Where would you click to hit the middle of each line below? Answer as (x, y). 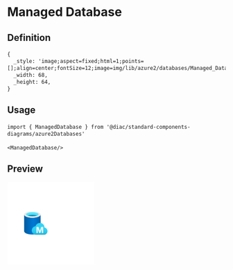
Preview (25, 169)
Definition (29, 38)
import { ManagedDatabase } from (55, 127)
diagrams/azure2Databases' (46, 134)
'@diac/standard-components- (148, 127)
